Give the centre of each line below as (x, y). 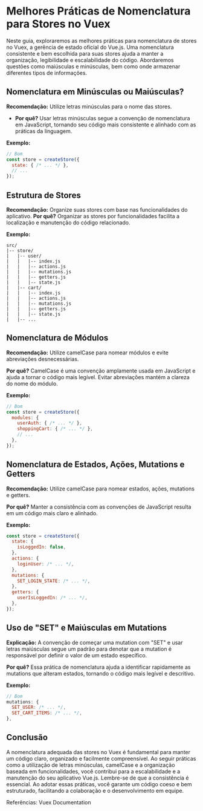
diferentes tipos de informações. (47, 73)
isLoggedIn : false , (42, 547)
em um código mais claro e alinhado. (52, 513)
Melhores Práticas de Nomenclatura (98, 11)
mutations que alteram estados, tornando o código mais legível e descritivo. (101, 673)
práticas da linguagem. (43, 131)
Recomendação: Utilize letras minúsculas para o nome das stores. (89, 106)
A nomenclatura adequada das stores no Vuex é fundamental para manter (98, 752)
